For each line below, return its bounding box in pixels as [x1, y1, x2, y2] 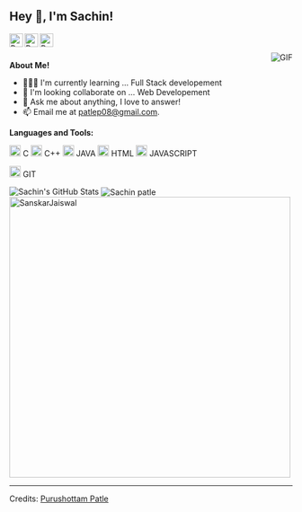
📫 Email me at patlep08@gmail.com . [22, 106, 160, 117]
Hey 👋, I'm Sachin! [9, 9, 114, 24]
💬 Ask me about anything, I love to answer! [22, 96, 182, 107]
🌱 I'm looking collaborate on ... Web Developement [22, 86, 210, 97]
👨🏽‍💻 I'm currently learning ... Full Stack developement [22, 77, 222, 88]
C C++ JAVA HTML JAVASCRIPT [22, 147, 198, 158]
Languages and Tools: [9, 127, 94, 137]
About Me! [9, 59, 50, 70]
